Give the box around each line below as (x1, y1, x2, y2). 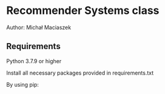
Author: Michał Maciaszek (6, 24, 72, 31)
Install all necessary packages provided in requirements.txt (6, 69, 154, 76)
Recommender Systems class (6, 4, 160, 18)
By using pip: (6, 81, 39, 88)
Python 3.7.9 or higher (6, 57, 62, 64)
